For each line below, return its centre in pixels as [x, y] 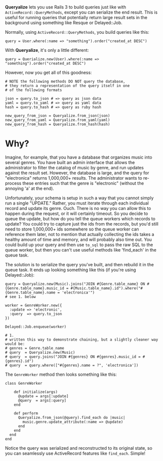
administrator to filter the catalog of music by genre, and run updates [74, 167]
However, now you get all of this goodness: [48, 72]
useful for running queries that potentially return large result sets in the [76, 17]
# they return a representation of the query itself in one [68, 86]
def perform [26, 413]
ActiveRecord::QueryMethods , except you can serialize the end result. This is [81, 12]
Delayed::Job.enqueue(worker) [36, 327]
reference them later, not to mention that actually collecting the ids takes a [80, 234]
